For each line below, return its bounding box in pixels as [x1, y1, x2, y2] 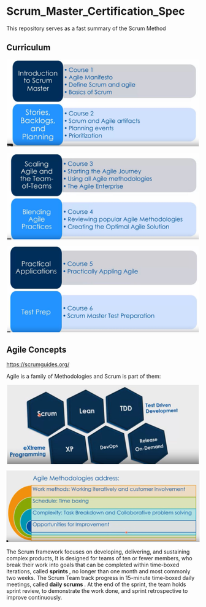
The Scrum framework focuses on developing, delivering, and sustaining [6, 548, 190, 555]
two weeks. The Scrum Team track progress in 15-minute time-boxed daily [6, 574, 195, 581]
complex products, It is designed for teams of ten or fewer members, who [6, 554, 193, 562]
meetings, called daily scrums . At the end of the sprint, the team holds [6, 581, 186, 588]
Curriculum [6, 42, 51, 53]
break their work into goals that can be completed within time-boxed [6, 561, 180, 568]
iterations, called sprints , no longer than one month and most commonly [6, 567, 191, 575]
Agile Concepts [6, 344, 67, 354]
